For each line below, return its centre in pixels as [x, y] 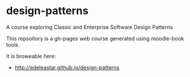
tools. [13, 45]
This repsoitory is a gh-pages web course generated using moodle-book [95, 38]
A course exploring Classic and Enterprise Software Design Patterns [90, 27]
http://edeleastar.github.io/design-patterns [67, 67]
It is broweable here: [31, 56]
